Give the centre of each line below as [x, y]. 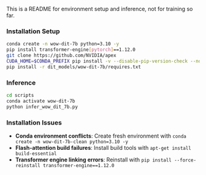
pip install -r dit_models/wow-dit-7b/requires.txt [74, 67]
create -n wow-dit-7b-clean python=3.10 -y [72, 142]
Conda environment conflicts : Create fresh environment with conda [101, 136]
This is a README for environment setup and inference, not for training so [100, 9]
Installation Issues [34, 122]
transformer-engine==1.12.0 [78, 165]
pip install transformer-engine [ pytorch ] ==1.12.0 [71, 50]
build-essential [36, 154]
